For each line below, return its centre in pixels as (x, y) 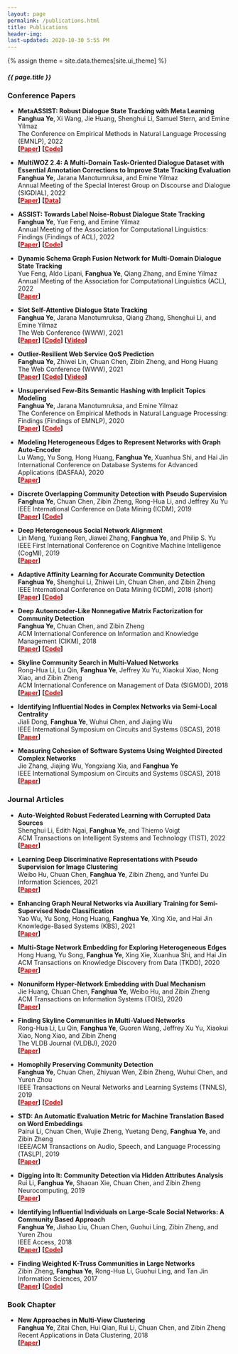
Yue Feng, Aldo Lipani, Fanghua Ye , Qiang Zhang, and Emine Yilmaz (118, 274)
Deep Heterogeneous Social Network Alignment (90, 531)
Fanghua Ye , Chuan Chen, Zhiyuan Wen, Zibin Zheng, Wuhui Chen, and (123, 1072)
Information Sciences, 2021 (58, 882)
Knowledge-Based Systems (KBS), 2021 (76, 926)
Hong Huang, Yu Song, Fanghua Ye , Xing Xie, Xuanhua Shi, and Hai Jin (122, 954)
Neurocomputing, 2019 (51, 1190)
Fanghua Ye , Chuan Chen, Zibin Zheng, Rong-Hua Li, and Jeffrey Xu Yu (123, 501)
